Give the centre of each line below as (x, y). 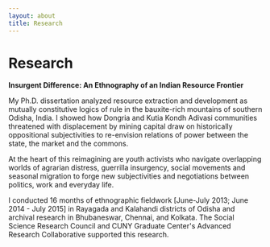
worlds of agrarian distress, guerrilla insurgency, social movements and (127, 168)
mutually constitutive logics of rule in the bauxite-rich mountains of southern (135, 109)
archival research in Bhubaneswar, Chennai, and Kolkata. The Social (122, 217)
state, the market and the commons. (69, 144)
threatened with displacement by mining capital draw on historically (120, 126)
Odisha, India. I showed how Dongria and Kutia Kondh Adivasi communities (133, 118)
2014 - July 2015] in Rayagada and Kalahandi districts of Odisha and (122, 209)
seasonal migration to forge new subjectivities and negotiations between (129, 176)
